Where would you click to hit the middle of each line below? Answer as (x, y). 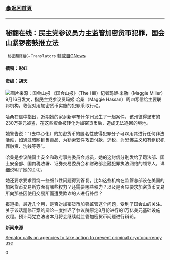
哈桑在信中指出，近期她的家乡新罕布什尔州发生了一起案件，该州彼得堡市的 (83, 116)
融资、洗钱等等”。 (28, 146)
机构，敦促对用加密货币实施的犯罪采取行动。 (56, 105)
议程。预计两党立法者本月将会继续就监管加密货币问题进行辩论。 (72, 216)
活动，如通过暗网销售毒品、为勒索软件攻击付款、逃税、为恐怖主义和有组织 (83, 140)
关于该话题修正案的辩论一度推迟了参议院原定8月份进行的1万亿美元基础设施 (83, 210)
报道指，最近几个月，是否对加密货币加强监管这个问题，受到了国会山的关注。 (85, 204)
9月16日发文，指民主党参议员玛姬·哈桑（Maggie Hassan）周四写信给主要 (81, 99)
